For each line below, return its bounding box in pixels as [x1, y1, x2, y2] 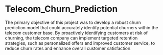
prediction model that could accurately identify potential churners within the [5, 24, 158, 30]
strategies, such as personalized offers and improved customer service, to [5, 40, 155, 46]
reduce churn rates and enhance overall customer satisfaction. [5, 45, 132, 51]
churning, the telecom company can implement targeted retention [5, 35, 138, 41]
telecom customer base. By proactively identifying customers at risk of [5, 30, 148, 36]
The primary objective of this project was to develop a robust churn [5, 19, 141, 25]
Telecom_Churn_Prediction [5, 3, 118, 15]
